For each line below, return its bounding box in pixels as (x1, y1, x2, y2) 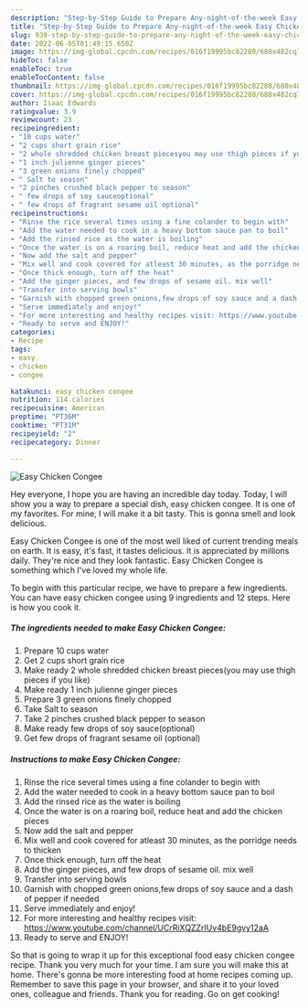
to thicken (23, 844, 62, 855)
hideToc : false (10, 56, 69, 65)
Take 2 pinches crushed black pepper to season (23, 714, 206, 725)
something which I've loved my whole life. (10, 564, 168, 576)
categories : (10, 328, 56, 337)
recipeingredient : (10, 124, 80, 133)
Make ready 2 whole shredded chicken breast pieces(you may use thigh (23, 664, 296, 676)
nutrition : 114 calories (10, 395, 105, 405)
